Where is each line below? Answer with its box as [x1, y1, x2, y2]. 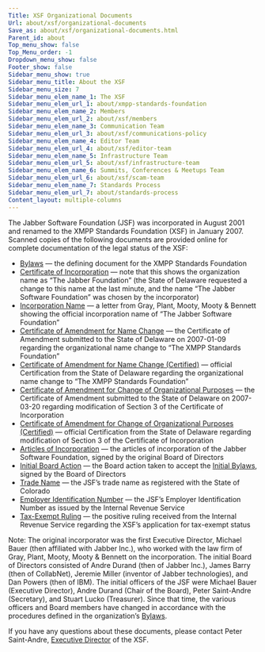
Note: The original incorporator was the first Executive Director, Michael [8, 535, 243, 544]
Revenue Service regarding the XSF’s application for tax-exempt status [19, 520, 251, 529]
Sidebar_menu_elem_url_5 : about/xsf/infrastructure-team [8, 159, 200, 167]
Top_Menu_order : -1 [8, 48, 73, 56]
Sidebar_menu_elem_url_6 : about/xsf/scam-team [8, 174, 165, 182]
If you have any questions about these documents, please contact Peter [8, 626, 243, 635]
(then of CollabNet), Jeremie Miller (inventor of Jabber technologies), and [8, 569, 248, 578]
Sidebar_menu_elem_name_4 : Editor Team [8, 136, 140, 145]
